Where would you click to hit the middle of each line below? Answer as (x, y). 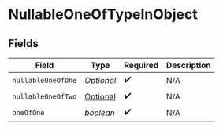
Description (188, 65)
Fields (24, 43)
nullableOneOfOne (45, 80)
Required (141, 65)
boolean (100, 113)
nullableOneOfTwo (45, 96)
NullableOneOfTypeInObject (103, 14)
